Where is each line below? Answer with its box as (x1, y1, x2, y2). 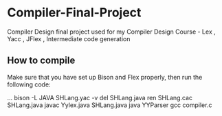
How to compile (7, 55, 76, 67)
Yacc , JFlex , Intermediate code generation (7, 34, 131, 43)
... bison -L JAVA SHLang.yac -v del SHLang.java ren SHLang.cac (7, 93, 193, 102)
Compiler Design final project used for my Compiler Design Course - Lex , (7, 27, 216, 36)
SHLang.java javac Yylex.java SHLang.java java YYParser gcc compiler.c (7, 101, 212, 109)
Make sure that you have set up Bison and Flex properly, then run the (7, 73, 203, 81)
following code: (7, 80, 51, 89)
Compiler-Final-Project (7, 5, 142, 21)
